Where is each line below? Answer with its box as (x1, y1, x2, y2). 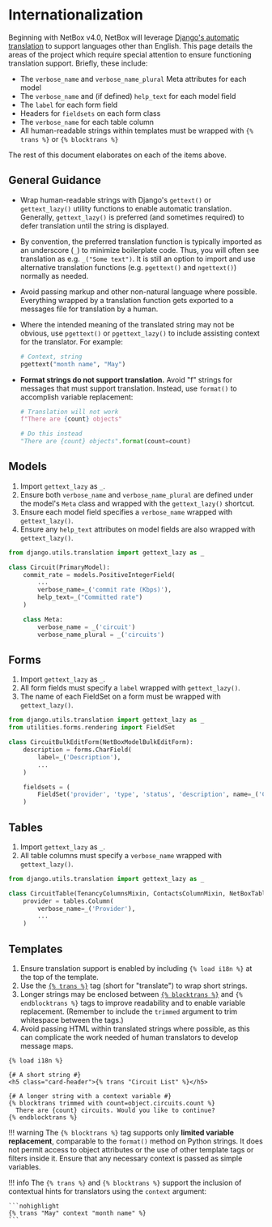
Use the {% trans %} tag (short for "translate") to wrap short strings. (19, 981, 249, 990)
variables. (8, 1162, 41, 1172)
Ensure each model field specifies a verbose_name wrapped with (19, 507, 233, 516)
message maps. (19, 1041, 74, 1050)
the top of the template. (19, 973, 99, 981)
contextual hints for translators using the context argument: (8, 1186, 207, 1196)
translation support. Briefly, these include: (8, 58, 148, 68)
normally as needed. (19, 271, 89, 280)
